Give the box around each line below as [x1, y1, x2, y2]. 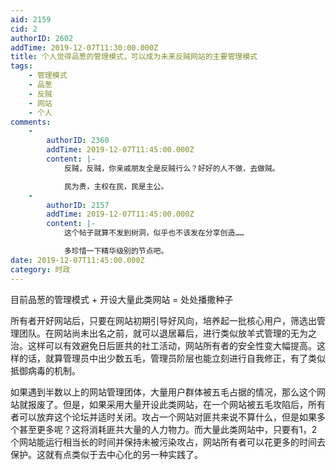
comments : [10, 117, 52, 127]
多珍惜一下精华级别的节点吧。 [63, 246, 169, 256]
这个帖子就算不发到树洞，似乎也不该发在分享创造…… [63, 228, 245, 238]
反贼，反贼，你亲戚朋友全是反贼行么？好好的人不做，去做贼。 [63, 163, 280, 173]
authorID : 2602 [10, 33, 74, 43]
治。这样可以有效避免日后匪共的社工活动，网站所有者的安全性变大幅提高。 [10, 339, 317, 351]
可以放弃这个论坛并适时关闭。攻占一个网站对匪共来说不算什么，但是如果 [18, 411, 317, 423]
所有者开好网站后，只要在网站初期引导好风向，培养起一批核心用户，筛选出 [10, 314, 317, 326]
